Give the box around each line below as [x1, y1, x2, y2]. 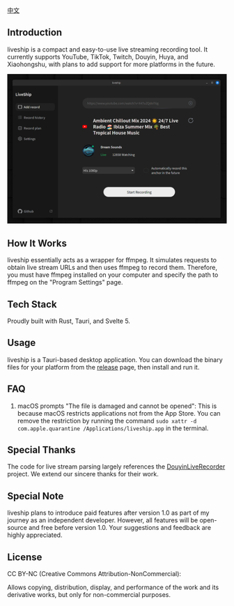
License [7, 551, 42, 563]
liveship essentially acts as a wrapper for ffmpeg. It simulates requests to [7, 256, 217, 264]
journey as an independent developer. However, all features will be [7, 516, 198, 524]
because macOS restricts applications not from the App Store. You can [17, 409, 221, 417]
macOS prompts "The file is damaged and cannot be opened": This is [17, 402, 217, 410]
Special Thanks [7, 444, 76, 455]
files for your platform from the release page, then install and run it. [7, 363, 200, 371]
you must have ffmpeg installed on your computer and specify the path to [7, 271, 219, 279]
